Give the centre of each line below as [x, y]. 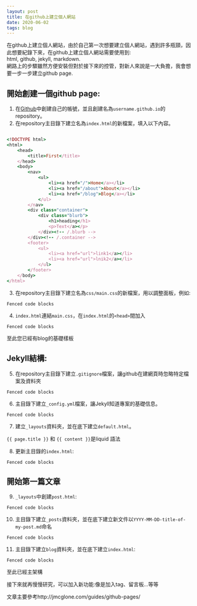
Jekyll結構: [27, 358]
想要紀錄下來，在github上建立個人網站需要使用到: [71, 53]
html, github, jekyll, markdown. [44, 59]
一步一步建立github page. [42, 73]
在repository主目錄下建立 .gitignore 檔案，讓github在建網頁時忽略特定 [99, 373]
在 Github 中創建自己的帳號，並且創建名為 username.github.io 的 [90, 109]
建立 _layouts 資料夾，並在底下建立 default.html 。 [75, 426]
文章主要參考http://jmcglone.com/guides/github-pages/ [74, 597]
